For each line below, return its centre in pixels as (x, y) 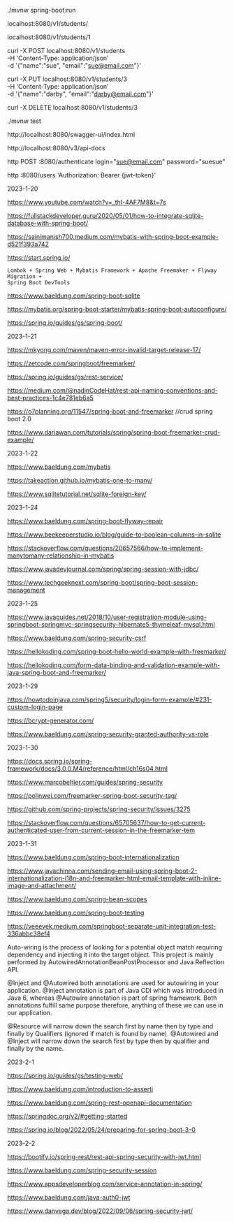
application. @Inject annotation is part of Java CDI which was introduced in (115, 990)
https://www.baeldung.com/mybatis (59, 467)
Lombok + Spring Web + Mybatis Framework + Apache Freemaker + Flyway (112, 270)
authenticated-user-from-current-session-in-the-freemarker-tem (101, 830)
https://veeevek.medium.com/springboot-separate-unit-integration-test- (112, 926)
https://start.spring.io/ (39, 257)
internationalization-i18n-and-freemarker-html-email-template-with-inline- (114, 878)
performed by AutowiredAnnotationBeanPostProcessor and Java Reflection (116, 962)
